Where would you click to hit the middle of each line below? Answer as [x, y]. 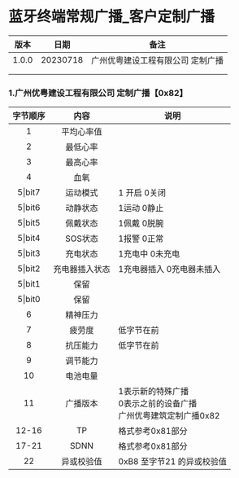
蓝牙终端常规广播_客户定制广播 [112, 17]
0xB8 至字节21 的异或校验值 [173, 462]
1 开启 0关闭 [142, 193]
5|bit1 [29, 284]
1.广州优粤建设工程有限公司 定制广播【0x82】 [98, 93]
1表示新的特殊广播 [154, 392]
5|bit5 [29, 223]
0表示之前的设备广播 [158, 404]
